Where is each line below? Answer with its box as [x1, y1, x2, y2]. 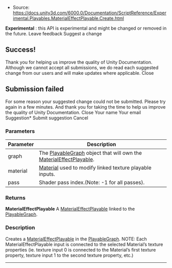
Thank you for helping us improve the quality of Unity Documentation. [5, 59, 153, 65]
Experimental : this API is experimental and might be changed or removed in [5, 25, 167, 31]
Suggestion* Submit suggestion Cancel [5, 115, 89, 121]
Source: [12, 5, 30, 10]
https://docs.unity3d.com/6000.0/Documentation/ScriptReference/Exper [12, 10, 166, 16]
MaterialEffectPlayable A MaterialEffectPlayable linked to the [5, 206, 135, 212]
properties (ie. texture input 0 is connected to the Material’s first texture [5, 246, 156, 253]
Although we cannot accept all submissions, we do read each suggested [5, 64, 159, 71]
